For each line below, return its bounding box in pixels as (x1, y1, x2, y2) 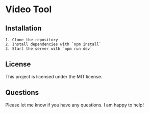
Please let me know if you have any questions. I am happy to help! (5, 102, 144, 108)
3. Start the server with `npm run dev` (5, 46, 93, 51)
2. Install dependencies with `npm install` (5, 42, 102, 47)
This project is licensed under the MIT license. (5, 73, 103, 79)
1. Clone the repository (5, 37, 58, 42)
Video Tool (5, 4, 52, 15)
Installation (5, 24, 42, 33)
